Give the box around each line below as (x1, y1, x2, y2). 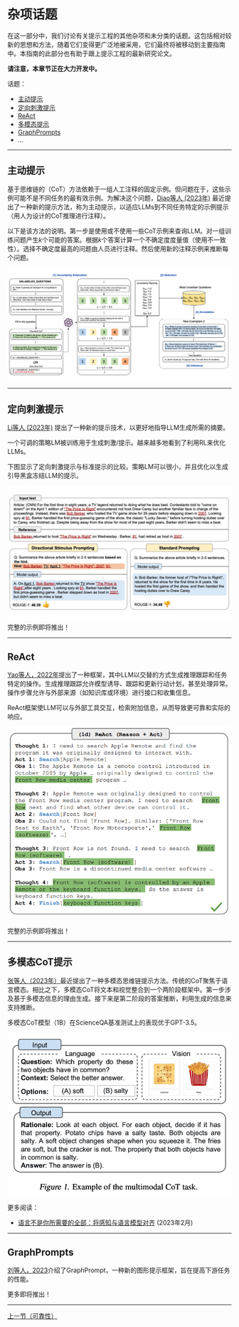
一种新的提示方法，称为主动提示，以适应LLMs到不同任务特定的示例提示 (19, 202, 229, 211)
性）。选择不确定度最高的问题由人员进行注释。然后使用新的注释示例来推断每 (7, 244, 229, 253)
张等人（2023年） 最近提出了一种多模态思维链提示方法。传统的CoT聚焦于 (7, 976, 222, 985)
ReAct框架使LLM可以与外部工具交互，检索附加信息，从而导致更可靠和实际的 (7, 704, 231, 712)
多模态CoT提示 (7, 956, 73, 968)
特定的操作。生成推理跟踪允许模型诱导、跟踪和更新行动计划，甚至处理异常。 (7, 680, 232, 688)
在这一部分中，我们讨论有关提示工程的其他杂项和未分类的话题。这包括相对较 (7, 31, 232, 40)
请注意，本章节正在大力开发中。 (7, 64, 101, 73)
